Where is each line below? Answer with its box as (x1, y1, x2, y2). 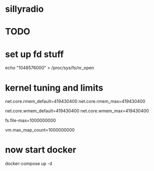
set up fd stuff (5, 48, 64, 60)
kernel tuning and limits (5, 82, 103, 93)
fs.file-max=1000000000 (5, 117, 56, 124)
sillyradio (5, 3, 44, 15)
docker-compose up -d (5, 161, 53, 167)
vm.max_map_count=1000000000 (5, 127, 75, 133)
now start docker (5, 144, 76, 156)
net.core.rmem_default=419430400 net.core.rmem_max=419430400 (5, 99, 146, 104)
